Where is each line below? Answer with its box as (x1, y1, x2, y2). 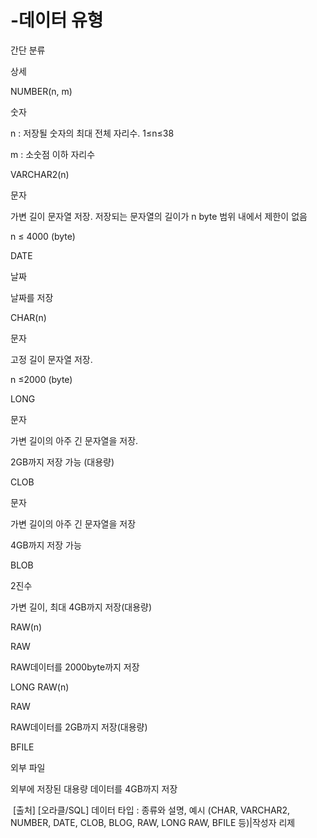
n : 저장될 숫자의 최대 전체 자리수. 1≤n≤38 (10, 127, 175, 139)
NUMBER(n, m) (10, 85, 73, 97)
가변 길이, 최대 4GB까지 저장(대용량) (10, 601, 153, 613)
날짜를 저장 (10, 291, 54, 303)
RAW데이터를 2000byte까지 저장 (10, 661, 140, 673)
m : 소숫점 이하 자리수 (10, 148, 96, 160)
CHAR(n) (10, 311, 47, 323)
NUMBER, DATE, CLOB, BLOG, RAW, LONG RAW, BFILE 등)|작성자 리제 (10, 816, 296, 828)
